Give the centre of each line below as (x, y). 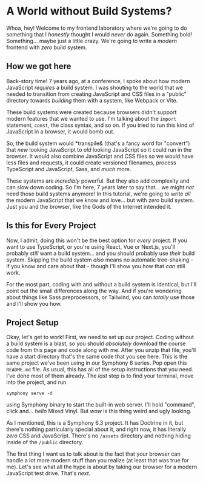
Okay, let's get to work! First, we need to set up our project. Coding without (100, 337)
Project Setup (33, 323)
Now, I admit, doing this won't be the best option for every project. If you (97, 240)
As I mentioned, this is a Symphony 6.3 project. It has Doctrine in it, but (95, 423)
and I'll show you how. (34, 303)
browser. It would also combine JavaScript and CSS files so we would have (100, 156)
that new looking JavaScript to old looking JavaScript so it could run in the (99, 149)
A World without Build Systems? (89, 11)
